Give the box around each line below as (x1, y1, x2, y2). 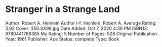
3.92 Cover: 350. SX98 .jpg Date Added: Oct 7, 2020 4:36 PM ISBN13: (5, 25, 148, 31)
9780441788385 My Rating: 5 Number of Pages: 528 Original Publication (5, 30, 157, 36)
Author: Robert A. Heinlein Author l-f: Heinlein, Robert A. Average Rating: (5, 20, 157, 26)
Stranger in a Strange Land (5, 3, 120, 15)
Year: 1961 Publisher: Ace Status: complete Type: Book (5, 36, 119, 42)
